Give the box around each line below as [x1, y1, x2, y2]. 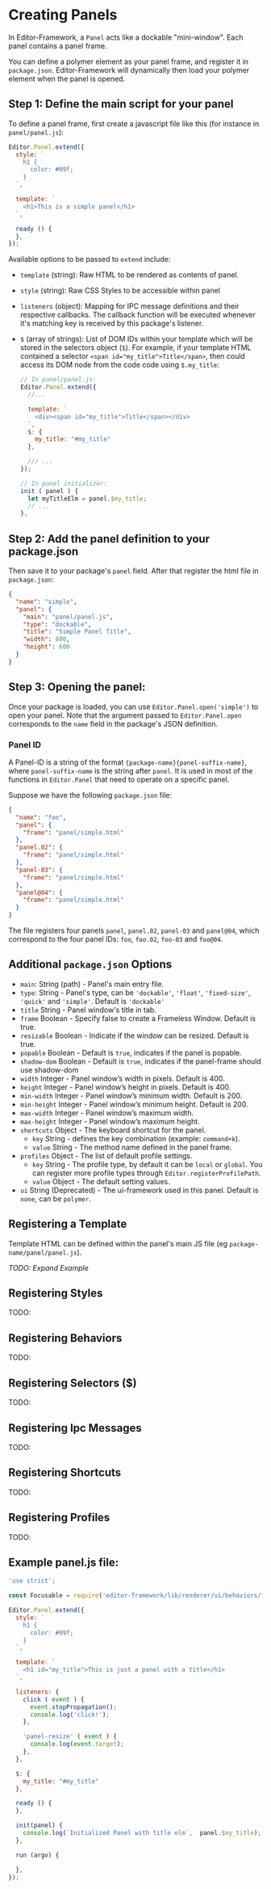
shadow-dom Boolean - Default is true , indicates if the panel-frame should [19, 1056, 262, 1066]
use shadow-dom [19, 1065, 79, 1074]
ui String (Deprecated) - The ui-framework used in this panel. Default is [19, 1185, 259, 1195]
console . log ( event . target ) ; [29, 1740, 125, 1748]
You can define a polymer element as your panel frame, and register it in [8, 57, 248, 66]
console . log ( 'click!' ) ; [29, 1710, 110, 1718]
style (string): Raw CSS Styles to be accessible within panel [19, 285, 220, 296]
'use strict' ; [8, 1577, 56, 1585]
